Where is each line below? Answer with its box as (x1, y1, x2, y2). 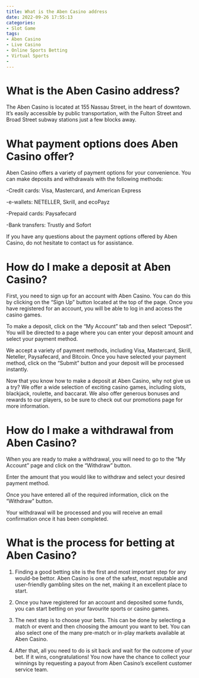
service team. (14, 666, 49, 673)
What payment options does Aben (6, 137, 178, 150)
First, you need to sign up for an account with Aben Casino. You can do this (6, 292, 191, 300)
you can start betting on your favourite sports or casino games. (14, 605, 170, 612)
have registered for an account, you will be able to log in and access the (6, 305, 182, 312)
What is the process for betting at (6, 536, 175, 550)
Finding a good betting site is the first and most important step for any (14, 568, 187, 576)
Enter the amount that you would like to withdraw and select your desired (6, 473, 185, 481)
